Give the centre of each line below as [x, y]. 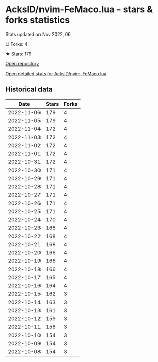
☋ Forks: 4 [16, 44]
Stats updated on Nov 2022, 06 [38, 34]
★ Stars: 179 [18, 54]
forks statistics [37, 20]
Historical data [29, 90]
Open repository [22, 63]
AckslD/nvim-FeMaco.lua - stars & [79, 9]
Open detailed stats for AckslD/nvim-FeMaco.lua [56, 73]
